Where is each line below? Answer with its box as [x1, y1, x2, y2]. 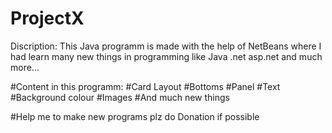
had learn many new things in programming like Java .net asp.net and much [10, 50, 323, 62]
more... [10, 61, 40, 73]
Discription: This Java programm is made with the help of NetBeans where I [10, 40, 322, 52]
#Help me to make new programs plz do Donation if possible [10, 110, 260, 122]
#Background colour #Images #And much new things [10, 91, 230, 103]
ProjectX [10, 7, 85, 30]
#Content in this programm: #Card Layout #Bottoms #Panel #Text [10, 80, 281, 92]
